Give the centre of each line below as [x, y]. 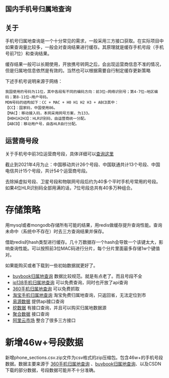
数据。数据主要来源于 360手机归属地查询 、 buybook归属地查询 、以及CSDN [83, 364]
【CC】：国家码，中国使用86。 [31, 108]
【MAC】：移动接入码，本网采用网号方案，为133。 [49, 113]
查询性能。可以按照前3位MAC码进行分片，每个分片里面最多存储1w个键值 [84, 248]
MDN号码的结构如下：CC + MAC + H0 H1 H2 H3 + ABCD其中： [62, 102]
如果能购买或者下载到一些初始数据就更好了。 [52, 265]
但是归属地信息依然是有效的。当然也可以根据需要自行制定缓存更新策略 [78, 71]
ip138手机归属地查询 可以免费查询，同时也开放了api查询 [70, 282]
